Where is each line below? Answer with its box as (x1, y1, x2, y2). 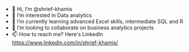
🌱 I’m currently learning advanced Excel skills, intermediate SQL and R (11, 18, 184, 25)
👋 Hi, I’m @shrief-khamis (11, 6, 73, 12)
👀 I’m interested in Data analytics (11, 12, 92, 19)
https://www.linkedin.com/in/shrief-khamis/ (11, 39, 118, 46)
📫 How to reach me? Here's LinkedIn (11, 31, 104, 37)
